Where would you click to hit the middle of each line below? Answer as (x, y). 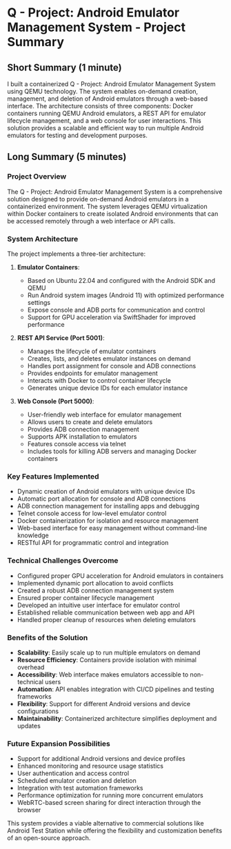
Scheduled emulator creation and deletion (77, 781)
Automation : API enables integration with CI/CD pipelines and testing (115, 689)
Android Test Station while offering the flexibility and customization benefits (115, 831)
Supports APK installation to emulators (82, 437)
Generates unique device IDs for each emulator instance (108, 388)
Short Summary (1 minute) (64, 67)
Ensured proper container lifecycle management (86, 597)
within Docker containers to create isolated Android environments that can (113, 213)
